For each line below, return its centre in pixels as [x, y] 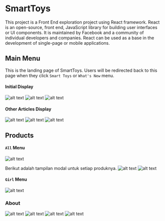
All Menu [15, 148]
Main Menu [23, 59]
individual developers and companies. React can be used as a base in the [80, 38]
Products [19, 135]
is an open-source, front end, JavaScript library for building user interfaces [81, 27]
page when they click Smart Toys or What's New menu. [60, 75]
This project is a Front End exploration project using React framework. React [82, 22]
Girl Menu [16, 179]
